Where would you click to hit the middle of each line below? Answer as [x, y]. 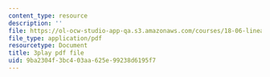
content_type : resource [48, 16]
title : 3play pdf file [46, 53]
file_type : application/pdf [55, 38]
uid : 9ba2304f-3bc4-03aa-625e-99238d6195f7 [82, 61]
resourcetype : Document [48, 46]
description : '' [35, 23]
